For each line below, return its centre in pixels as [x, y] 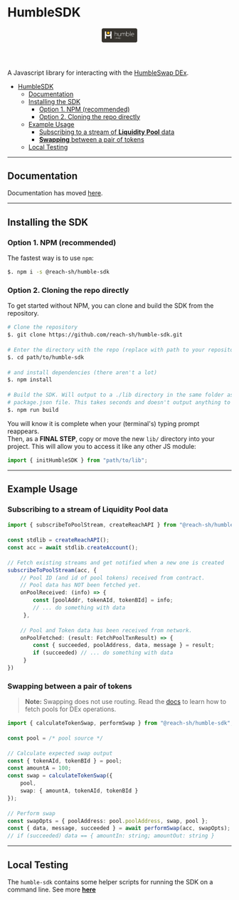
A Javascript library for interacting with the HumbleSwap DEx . [98, 73]
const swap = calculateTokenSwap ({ [60, 776]
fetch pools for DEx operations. [70, 709]
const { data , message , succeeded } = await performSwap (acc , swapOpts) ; [119, 828]
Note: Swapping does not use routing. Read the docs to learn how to [125, 702]
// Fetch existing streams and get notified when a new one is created [116, 563]
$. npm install [30, 380]
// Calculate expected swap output [60, 753]
